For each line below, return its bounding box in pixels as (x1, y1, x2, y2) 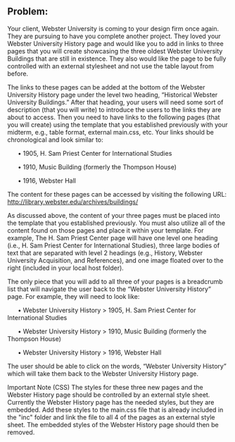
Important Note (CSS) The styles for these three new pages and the (7, 383, 204, 391)
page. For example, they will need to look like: (7, 292, 140, 300)
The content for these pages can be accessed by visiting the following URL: (7, 190, 227, 198)
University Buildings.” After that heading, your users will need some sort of (7, 98, 224, 106)
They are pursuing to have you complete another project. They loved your (7, 32, 222, 40)
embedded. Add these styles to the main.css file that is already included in (7, 405, 224, 414)
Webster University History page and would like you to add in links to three (7, 39, 224, 48)
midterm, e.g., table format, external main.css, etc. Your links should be (7, 128, 215, 136)
